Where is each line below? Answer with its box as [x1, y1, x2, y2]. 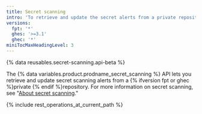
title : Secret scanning [6, 8, 66, 15]
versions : [6, 20, 31, 26]
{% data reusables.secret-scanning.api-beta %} [6, 58, 125, 66]
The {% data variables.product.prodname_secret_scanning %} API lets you [6, 70, 192, 77]
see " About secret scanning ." [6, 89, 79, 97]
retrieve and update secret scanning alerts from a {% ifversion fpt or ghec [6, 76, 189, 84]
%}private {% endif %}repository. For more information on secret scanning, [6, 83, 194, 90]
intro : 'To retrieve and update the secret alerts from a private [6, 14, 176, 20]
